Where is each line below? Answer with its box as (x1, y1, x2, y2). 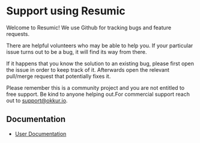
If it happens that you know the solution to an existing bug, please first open (6, 60, 194, 67)
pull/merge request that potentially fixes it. (6, 72, 111, 80)
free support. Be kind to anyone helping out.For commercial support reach (6, 90, 190, 98)
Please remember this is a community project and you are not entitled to (6, 84, 185, 91)
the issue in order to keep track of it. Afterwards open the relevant (6, 66, 170, 73)
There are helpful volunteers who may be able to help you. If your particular (6, 42, 193, 49)
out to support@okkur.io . (6, 97, 68, 104)
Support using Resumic (6, 4, 126, 18)
